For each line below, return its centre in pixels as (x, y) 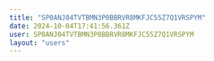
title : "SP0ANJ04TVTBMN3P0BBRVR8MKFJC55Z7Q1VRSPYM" (107, 17)
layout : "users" (39, 43)
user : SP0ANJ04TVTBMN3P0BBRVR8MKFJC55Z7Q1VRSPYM (102, 34)
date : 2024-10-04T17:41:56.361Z (69, 26)
